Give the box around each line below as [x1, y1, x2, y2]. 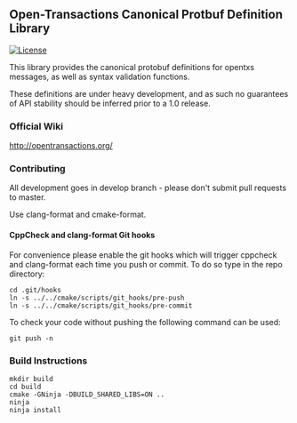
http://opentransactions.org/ [9, 140, 113, 151]
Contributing [9, 163, 66, 175]
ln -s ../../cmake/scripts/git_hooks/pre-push [9, 293, 185, 302]
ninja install [9, 405, 62, 414]
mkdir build [9, 374, 53, 383]
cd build [9, 382, 42, 391]
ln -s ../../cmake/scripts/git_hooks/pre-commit [9, 301, 193, 310]
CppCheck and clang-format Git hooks [9, 230, 156, 240]
